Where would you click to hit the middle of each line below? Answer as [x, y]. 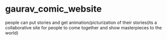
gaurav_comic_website [53, 9]
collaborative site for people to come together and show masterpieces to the [83, 27]
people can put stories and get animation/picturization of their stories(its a [81, 22]
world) [12, 33]
